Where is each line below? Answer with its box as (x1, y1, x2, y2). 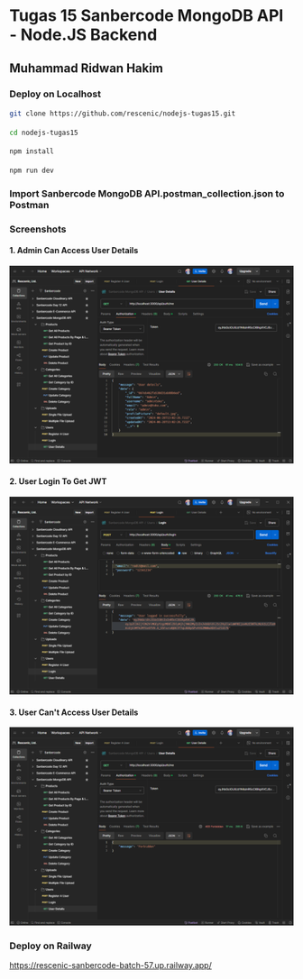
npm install (9, 147, 54, 156)
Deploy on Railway (9, 939, 92, 952)
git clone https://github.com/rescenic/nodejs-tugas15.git (9, 109, 236, 118)
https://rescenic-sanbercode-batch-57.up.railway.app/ (9, 960, 212, 971)
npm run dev (9, 166, 54, 176)
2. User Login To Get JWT (9, 476, 107, 487)
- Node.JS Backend (9, 24, 158, 45)
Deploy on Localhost (9, 87, 102, 100)
